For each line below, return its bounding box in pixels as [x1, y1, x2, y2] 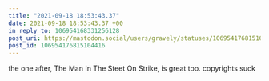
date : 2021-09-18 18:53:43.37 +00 [8, 19, 124, 27]
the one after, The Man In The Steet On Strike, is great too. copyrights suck [8, 63, 256, 73]
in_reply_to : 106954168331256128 [8, 26, 120, 34]
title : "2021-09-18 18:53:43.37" [8, 11, 120, 20]
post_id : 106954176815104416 [8, 42, 106, 50]
